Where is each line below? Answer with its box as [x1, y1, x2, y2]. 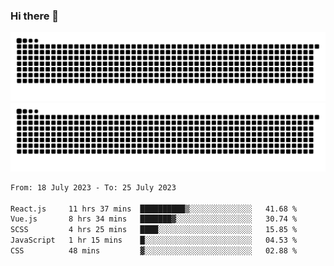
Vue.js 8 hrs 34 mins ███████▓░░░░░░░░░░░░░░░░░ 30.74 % [10, 214, 298, 224]
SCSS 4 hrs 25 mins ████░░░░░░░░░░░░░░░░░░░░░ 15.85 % [10, 225, 298, 235]
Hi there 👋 [10, 9, 60, 23]
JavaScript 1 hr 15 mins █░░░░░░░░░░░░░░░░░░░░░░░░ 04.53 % [10, 235, 298, 246]
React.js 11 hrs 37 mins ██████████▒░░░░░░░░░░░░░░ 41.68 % [10, 204, 298, 214]
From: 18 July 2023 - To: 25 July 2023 [10, 182, 177, 193]
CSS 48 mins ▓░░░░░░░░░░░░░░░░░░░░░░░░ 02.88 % [10, 246, 298, 256]
